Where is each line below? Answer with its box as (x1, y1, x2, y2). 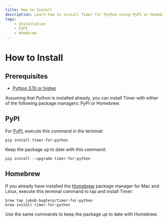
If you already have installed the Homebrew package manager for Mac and (5, 183, 159, 189)
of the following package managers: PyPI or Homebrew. (5, 100, 120, 106)
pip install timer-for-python (5, 137, 68, 142)
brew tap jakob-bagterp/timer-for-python (5, 198, 93, 203)
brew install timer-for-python (5, 202, 70, 207)
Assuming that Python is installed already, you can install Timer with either (5, 95, 158, 100)
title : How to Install (5, 7, 52, 12)
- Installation (14, 21, 46, 26)
